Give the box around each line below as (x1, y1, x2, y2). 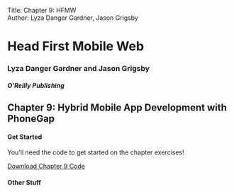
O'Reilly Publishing (7, 81, 65, 89)
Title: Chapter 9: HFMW (7, 6, 77, 14)
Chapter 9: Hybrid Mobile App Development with (7, 102, 227, 114)
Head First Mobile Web (7, 38, 144, 55)
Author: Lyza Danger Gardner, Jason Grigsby (7, 13, 138, 22)
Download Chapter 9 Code (7, 162, 85, 171)
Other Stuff (7, 178, 41, 186)
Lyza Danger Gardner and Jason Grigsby (7, 64, 150, 74)
